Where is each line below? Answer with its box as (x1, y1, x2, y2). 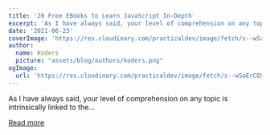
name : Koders (15, 49, 59, 57)
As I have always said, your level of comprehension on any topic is (8, 93, 228, 103)
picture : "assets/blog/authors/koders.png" (15, 57, 163, 65)
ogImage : (8, 64, 38, 72)
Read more (8, 117, 45, 127)
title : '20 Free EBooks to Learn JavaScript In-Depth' (8, 11, 196, 20)
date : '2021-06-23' (8, 27, 74, 35)
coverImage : (8, 34, 48, 43)
